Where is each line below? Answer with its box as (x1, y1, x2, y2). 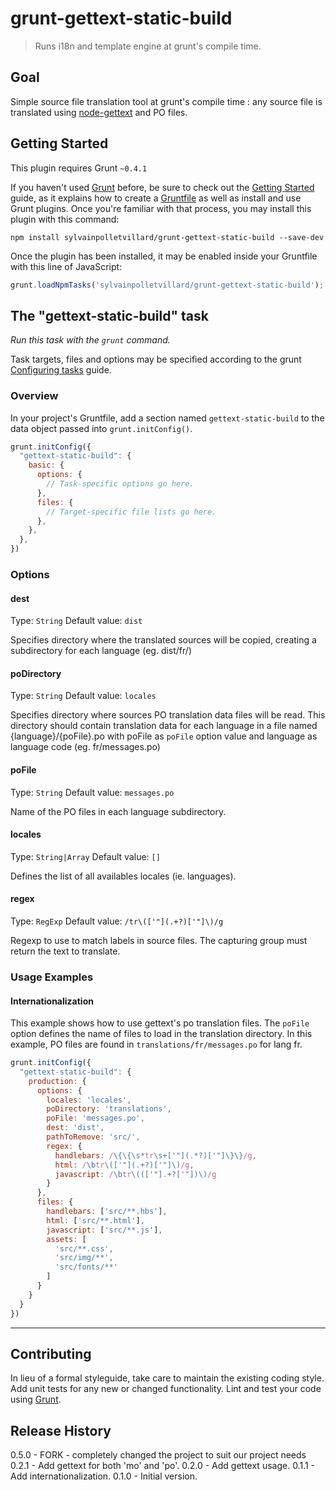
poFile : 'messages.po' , (46, 1113, 145, 1124)
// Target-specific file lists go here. (46, 507, 217, 517)
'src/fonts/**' (54, 1262, 118, 1272)
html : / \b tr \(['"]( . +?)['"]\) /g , (54, 1160, 195, 1170)
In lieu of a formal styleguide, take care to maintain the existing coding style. (10, 1372, 325, 1384)
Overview (10, 389, 59, 403)
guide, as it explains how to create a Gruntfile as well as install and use (10, 192, 302, 204)
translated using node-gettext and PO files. (10, 106, 188, 118)
